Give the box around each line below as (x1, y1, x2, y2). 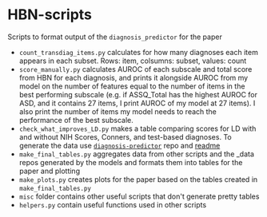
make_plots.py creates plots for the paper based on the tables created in (18, 174, 258, 184)
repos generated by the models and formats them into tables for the (18, 157, 243, 167)
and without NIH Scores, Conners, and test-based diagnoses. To (18, 132, 233, 141)
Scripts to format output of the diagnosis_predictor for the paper (7, 32, 223, 41)
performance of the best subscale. (18, 115, 133, 124)
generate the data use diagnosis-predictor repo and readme (18, 140, 221, 150)
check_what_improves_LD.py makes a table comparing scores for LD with (18, 124, 257, 133)
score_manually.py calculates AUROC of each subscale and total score (18, 64, 253, 73)
